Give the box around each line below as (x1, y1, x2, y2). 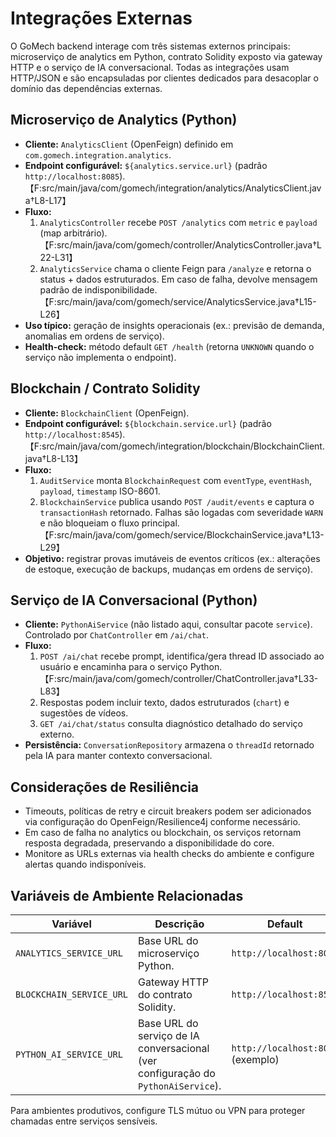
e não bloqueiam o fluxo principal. (39, 517, 180, 529)
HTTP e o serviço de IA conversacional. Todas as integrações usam (10, 61, 290, 73)
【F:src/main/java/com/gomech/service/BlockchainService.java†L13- (39, 528, 325, 541)
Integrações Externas (10, 7, 193, 30)
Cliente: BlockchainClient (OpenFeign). (24, 407, 190, 419)
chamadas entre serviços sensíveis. (10, 1115, 158, 1127)
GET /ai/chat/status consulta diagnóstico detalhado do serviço (39, 718, 303, 730)
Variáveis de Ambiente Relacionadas (10, 887, 244, 904)
